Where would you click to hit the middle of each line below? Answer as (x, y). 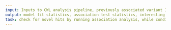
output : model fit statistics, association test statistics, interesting (85, 15)
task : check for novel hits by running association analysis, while (79, 19)
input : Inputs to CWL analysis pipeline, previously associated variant (84, 10)
